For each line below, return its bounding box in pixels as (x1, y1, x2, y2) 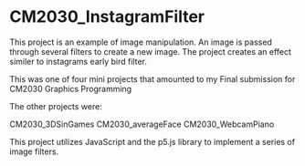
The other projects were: (9, 100, 102, 111)
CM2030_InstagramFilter (9, 6, 205, 27)
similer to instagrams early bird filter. (9, 56, 148, 67)
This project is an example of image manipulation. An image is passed (9, 36, 272, 47)
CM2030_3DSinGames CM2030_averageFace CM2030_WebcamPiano (9, 119, 275, 130)
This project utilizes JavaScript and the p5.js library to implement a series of (9, 136, 295, 147)
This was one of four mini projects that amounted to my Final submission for (9, 73, 296, 84)
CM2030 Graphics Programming (9, 83, 132, 94)
